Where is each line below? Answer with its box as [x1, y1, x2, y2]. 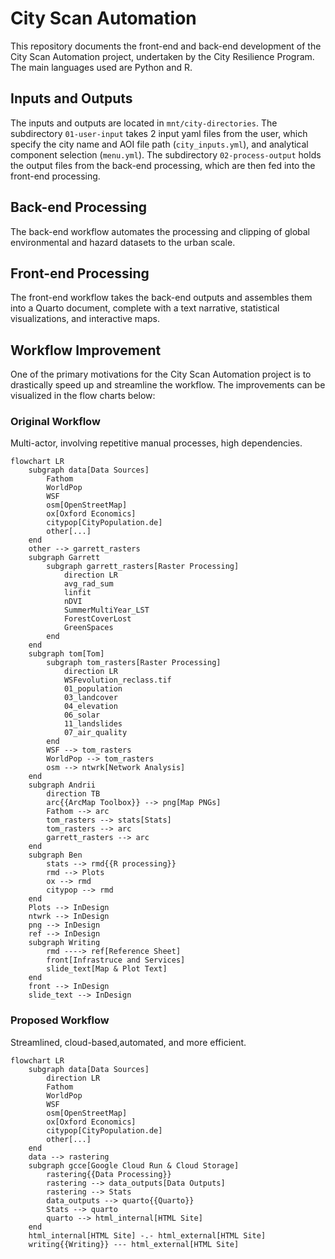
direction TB [46, 789, 101, 799]
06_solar [63, 710, 101, 721]
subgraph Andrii [28, 780, 97, 791]
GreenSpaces [63, 623, 114, 633]
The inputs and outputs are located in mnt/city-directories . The [10, 117, 278, 129]
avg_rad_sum [63, 579, 114, 589]
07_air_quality [63, 728, 128, 738]
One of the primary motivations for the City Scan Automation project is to [10, 368, 312, 381]
